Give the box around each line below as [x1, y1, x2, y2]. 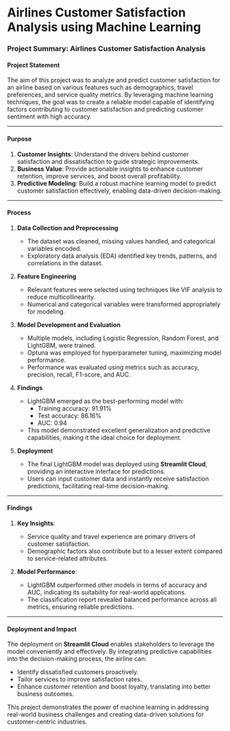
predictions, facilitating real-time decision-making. [27, 481, 170, 490]
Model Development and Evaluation [16, 320, 121, 328]
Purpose [7, 134, 32, 143]
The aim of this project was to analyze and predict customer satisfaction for [7, 76, 220, 84]
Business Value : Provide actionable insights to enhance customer [16, 165, 203, 173]
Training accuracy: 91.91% [37, 404, 112, 412]
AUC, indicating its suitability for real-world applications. [27, 588, 187, 596]
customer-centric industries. [7, 718, 88, 726]
